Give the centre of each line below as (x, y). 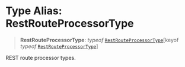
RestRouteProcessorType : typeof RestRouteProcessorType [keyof (99, 40)
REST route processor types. (41, 58)
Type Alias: (34, 11)
